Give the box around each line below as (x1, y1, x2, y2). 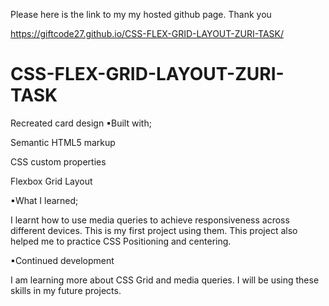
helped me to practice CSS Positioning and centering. (10, 235, 232, 247)
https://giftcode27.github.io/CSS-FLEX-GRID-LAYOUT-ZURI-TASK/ (10, 28, 285, 39)
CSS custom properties (10, 155, 107, 168)
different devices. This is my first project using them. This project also (10, 224, 298, 236)
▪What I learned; (10, 194, 79, 206)
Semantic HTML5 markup (10, 136, 116, 148)
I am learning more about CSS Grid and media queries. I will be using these (10, 274, 320, 286)
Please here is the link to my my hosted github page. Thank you (10, 9, 272, 20)
